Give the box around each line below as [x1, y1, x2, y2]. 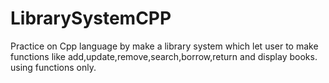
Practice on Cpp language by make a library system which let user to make [10, 40, 319, 52]
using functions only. [10, 61, 97, 73]
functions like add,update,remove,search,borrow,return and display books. [10, 50, 318, 62]
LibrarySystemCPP [10, 7, 172, 30]
